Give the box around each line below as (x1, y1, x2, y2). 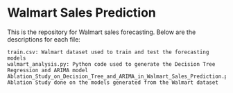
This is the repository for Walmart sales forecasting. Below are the (7, 28, 196, 36)
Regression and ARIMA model (7, 67, 89, 74)
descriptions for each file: (7, 35, 81, 43)
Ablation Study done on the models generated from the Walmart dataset (7, 78, 218, 86)
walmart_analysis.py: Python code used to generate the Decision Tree (7, 60, 216, 67)
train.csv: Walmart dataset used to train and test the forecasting (7, 49, 209, 56)
